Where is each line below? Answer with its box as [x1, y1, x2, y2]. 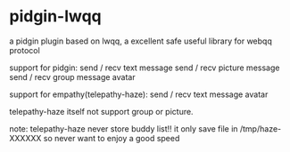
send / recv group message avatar [9, 71, 136, 82]
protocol [9, 44, 40, 55]
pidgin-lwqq [9, 6, 103, 27]
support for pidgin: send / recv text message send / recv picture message [9, 62, 280, 73]
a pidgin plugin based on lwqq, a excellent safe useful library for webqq [9, 36, 272, 46]
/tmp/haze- [239, 123, 282, 134]
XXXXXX [9, 132, 42, 143]
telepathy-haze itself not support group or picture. [9, 106, 194, 116]
